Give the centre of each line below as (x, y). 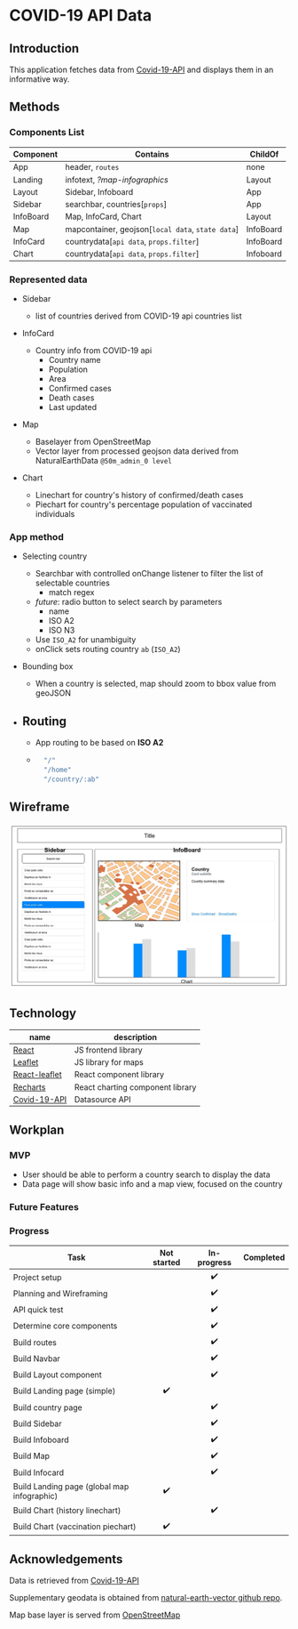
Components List (47, 133)
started (167, 1262)
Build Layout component (57, 1375)
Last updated (73, 407)
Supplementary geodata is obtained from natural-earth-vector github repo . (146, 1598)
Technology (43, 1013)
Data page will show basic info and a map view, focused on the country (152, 1184)
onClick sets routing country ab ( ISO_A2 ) (108, 649)
